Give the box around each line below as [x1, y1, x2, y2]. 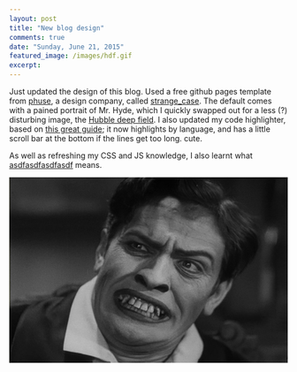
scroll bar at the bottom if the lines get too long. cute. [9, 133, 203, 143]
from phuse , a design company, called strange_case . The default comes [9, 95, 272, 106]
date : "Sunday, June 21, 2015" [9, 42, 125, 51]
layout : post [9, 14, 57, 23]
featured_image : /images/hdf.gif [9, 51, 133, 61]
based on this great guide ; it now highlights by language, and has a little [9, 124, 271, 134]
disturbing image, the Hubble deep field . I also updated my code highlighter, [9, 115, 286, 125]
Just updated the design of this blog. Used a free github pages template [9, 87, 272, 96]
